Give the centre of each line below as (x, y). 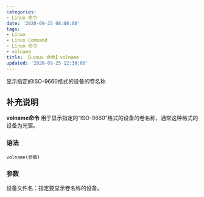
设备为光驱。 (22, 126)
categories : (21, 12)
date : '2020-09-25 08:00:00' (43, 23)
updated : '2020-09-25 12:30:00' (47, 63)
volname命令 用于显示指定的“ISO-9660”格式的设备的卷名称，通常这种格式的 (102, 118)
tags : (13, 29)
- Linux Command (27, 40)
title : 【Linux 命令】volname (43, 57)
